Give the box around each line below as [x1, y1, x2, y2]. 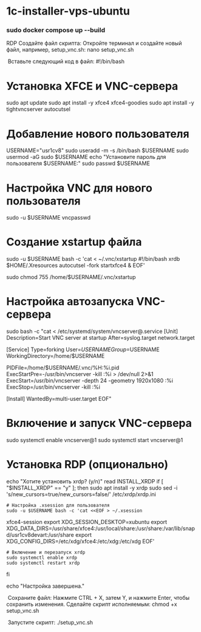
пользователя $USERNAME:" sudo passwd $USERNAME [6, 160, 151, 167]
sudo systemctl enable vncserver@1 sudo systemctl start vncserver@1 [6, 437, 183, 444]
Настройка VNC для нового [6, 181, 153, 195]
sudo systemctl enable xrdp [6, 555, 78, 561]
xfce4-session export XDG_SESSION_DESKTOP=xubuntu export [6, 519, 168, 526]
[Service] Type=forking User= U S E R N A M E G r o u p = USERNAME [6, 346, 160, 353]
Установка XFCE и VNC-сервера [6, 79, 179, 93]
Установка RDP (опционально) [6, 458, 169, 471]
